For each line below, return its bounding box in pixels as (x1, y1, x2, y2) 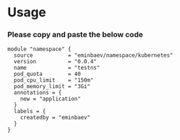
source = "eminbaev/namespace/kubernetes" (14, 52, 174, 59)
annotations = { (14, 90, 62, 97)
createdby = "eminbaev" (20, 114, 91, 122)
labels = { (14, 108, 46, 115)
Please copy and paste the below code (7, 30, 144, 40)
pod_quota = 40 (14, 70, 81, 78)
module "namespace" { (7, 45, 72, 53)
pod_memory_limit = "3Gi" (14, 83, 91, 90)
